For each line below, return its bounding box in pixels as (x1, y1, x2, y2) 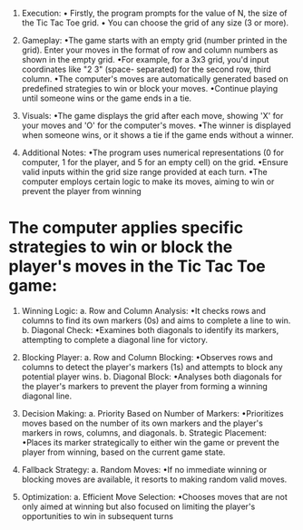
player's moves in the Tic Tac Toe (8, 256, 266, 277)
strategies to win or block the (8, 237, 233, 258)
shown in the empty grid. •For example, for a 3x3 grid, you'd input (21, 54, 269, 64)
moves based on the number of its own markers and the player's (21, 417, 264, 428)
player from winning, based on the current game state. (21, 447, 226, 457)
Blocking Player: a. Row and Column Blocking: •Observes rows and (21, 351, 273, 362)
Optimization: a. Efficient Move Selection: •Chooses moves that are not (21, 491, 288, 502)
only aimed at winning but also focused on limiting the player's (21, 501, 256, 512)
